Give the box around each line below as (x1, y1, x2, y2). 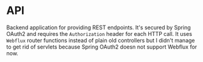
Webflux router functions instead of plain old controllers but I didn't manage (6, 36, 195, 44)
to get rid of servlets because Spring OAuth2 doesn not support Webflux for (6, 43, 198, 50)
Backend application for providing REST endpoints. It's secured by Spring (6, 24, 191, 31)
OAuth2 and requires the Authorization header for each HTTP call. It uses (6, 30, 193, 37)
